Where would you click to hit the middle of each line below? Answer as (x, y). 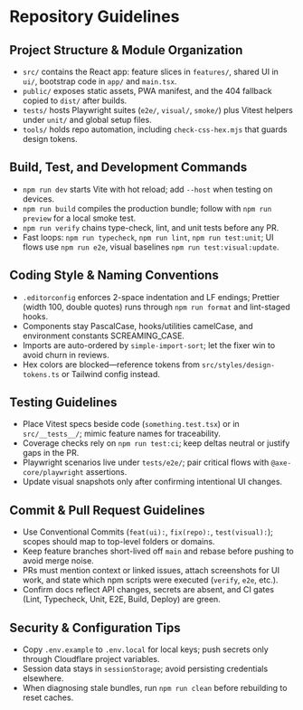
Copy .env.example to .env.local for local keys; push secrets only (145, 649)
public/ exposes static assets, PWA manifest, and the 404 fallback (147, 91)
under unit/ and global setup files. (87, 120)
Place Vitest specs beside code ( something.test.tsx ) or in (131, 424)
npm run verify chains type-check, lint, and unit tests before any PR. (151, 227)
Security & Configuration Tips (95, 627)
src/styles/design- (239, 365)
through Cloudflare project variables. (91, 659)
